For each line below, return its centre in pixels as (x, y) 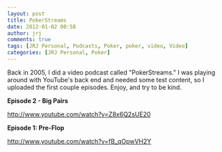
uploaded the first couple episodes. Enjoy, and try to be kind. (95, 87)
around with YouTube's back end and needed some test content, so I (106, 79)
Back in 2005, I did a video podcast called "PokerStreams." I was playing (111, 72)
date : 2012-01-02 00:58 (42, 26)
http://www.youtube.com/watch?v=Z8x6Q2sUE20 (79, 114)
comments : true (29, 40)
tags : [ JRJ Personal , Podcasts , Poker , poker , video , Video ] (98, 46)
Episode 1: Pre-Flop (36, 128)
